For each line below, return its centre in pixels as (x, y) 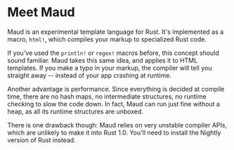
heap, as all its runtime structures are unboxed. (76, 111)
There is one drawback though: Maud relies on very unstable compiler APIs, (117, 125)
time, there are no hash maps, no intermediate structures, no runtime (107, 96)
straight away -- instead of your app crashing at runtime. (90, 75)
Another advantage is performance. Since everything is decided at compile (116, 89)
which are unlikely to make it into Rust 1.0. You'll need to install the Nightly (114, 132)
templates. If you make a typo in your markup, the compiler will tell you (110, 68)
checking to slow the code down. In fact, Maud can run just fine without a (113, 104)
